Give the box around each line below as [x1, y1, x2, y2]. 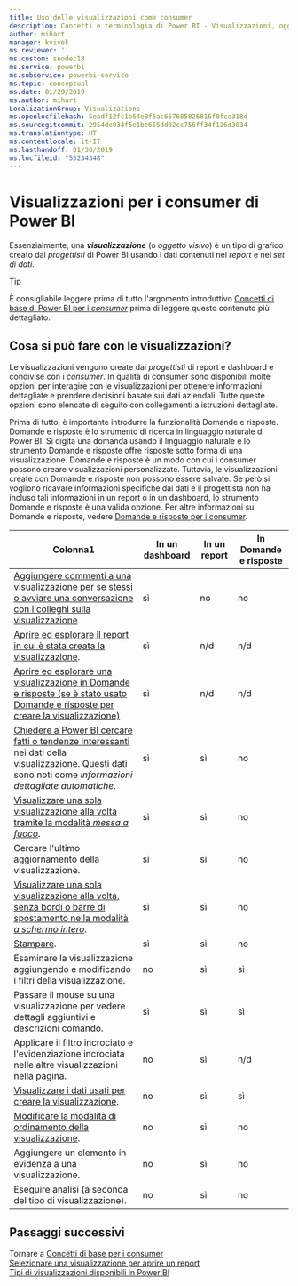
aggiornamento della [13, 853, 100, 865]
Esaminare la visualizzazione [13, 952, 134, 965]
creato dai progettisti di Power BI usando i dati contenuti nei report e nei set [9, 250, 286, 261]
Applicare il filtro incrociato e [13, 1037, 133, 1049]
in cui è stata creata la [13, 639, 106, 652]
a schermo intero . [13, 923, 87, 936]
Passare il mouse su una [13, 989, 115, 1001]
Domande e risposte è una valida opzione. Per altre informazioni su [9, 502, 255, 512]
